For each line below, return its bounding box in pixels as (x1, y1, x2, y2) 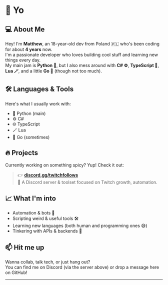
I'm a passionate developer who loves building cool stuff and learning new (5, 52, 158, 57)
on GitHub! (5, 269, 27, 275)
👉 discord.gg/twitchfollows (17, 172, 78, 178)
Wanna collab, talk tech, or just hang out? (5, 259, 90, 265)
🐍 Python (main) (12, 110, 46, 116)
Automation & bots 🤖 (12, 210, 55, 216)
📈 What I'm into (5, 194, 56, 203)
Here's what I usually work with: (5, 100, 71, 106)
